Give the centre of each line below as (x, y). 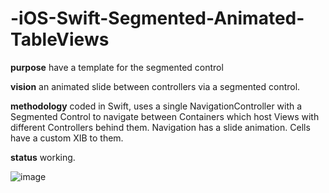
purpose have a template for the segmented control (117, 67)
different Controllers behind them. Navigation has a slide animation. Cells (160, 127)
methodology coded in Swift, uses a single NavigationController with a (156, 106)
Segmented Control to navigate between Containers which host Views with (165, 116)
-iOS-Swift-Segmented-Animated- (157, 18)
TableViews (60, 39)
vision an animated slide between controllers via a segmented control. (155, 86)
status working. (43, 157)
